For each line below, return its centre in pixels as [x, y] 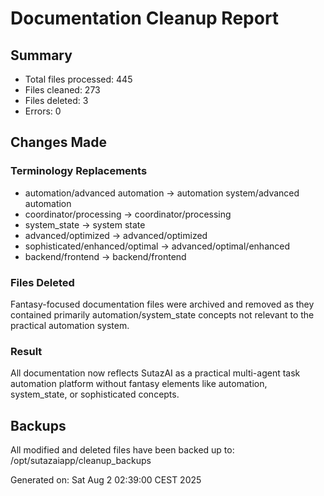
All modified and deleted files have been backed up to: [122, 450]
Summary [41, 55]
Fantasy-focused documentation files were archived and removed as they [162, 304]
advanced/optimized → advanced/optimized [116, 235]
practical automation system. [70, 325]
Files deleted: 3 [56, 100]
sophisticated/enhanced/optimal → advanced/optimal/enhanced [157, 246]
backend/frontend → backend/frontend [105, 256]
